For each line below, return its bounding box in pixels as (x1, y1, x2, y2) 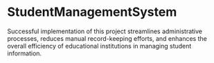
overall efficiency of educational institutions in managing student (7, 42, 192, 50)
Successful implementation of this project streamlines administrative (7, 27, 203, 35)
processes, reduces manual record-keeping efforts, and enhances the (7, 34, 208, 42)
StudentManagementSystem (7, 4, 177, 20)
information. (7, 49, 42, 57)
